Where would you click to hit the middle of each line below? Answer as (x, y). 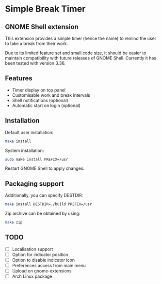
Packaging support (34, 184)
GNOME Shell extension (42, 27)
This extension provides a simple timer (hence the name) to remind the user (81, 38)
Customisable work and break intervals (51, 95)
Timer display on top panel (39, 90)
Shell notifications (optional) (40, 100)
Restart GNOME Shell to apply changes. (45, 168)
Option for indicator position (40, 254)
